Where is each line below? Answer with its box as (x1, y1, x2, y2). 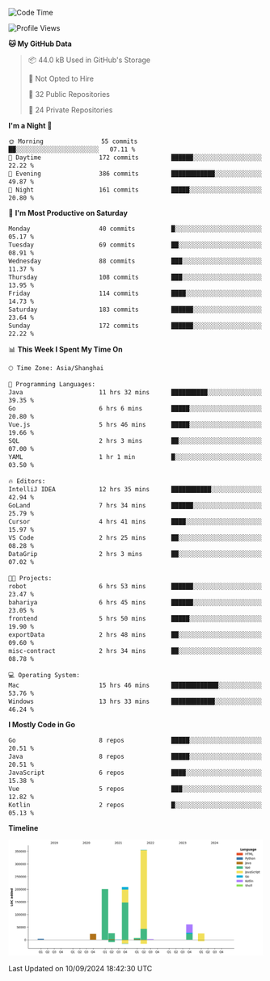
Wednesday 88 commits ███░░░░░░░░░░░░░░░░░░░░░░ (8, 257, 263, 265)
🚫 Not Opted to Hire (27, 74, 95, 83)
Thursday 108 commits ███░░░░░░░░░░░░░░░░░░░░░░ (8, 273, 263, 281)
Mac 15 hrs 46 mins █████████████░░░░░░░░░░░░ (8, 681, 263, 689)
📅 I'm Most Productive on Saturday (8, 208, 128, 217)
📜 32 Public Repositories (27, 90, 111, 99)
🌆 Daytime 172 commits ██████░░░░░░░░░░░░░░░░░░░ (8, 154, 263, 162)
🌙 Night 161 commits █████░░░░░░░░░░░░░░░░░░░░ (8, 186, 263, 194)
